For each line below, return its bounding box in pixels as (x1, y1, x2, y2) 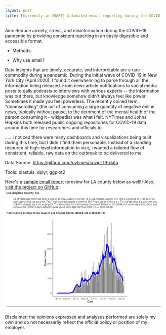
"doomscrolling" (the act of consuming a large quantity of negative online (5, 103, 155, 109)
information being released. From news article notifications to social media (5, 82, 157, 89)
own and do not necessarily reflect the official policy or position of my (5, 319, 148, 325)
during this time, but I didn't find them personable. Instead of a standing (5, 139, 152, 145)
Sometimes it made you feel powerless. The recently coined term (5, 98, 138, 104)
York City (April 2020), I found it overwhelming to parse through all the (5, 77, 149, 83)
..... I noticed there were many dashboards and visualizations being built (5, 134, 152, 140)
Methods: (12, 48, 32, 53)
